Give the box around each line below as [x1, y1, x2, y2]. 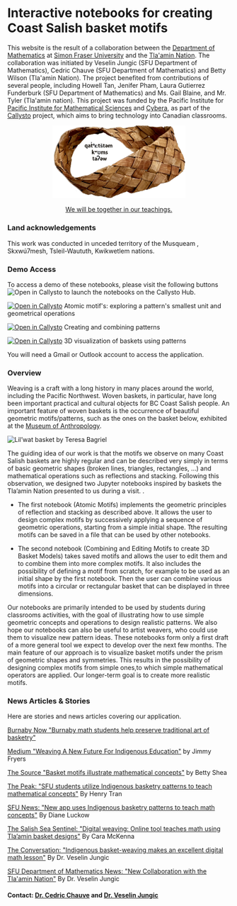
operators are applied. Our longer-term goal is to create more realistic [7, 671, 211, 679]
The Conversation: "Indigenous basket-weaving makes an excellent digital [7, 846, 224, 854]
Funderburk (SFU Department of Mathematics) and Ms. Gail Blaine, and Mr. [7, 89, 226, 97]
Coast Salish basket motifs [7, 20, 168, 36]
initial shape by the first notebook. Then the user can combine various [17, 574, 222, 583]
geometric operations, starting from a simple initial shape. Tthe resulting [17, 523, 228, 532]
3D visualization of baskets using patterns [64, 336, 187, 345]
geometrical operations [7, 309, 76, 317]
